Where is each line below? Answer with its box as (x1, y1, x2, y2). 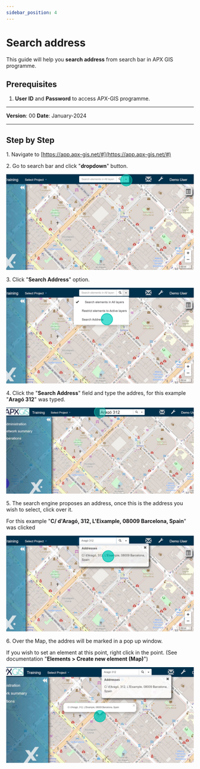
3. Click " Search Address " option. (6, 276, 90, 283)
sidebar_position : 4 (6, 10, 58, 15)
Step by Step (6, 135, 55, 145)
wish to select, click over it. (6, 506, 73, 513)
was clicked (6, 524, 36, 531)
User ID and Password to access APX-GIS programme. (14, 95, 151, 102)
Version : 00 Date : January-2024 (6, 112, 87, 119)
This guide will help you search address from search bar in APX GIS (6, 55, 174, 63)
